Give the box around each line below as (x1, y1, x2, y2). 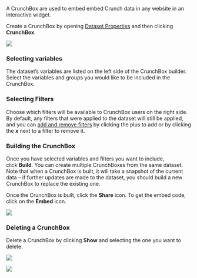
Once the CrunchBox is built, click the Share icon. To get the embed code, (6, 191, 186, 199)
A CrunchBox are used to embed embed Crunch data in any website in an (6, 5, 184, 12)
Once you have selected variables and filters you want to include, (6, 155, 165, 162)
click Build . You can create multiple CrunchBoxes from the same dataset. (6, 161, 183, 168)
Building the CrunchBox (6, 142, 75, 150)
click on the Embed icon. (6, 197, 66, 205)
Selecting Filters (6, 95, 54, 103)
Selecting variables (6, 54, 63, 62)
